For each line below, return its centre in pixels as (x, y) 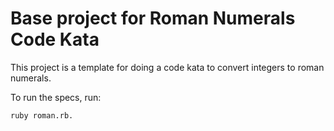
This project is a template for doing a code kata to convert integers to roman (167, 67)
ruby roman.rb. (42, 115)
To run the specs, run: (56, 97)
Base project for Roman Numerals (153, 18)
